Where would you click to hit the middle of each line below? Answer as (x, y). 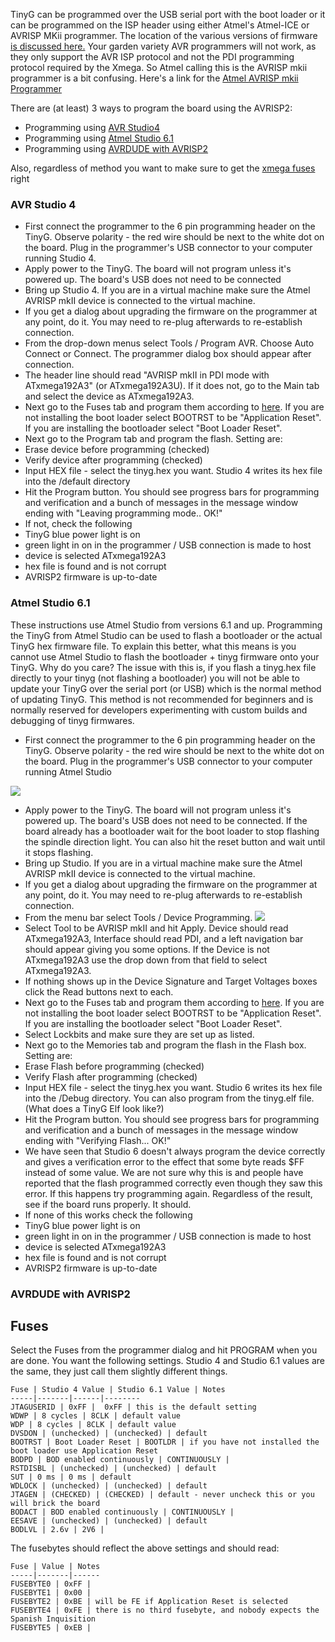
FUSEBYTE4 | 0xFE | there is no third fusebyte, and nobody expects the (165, 1610)
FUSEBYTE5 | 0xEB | (51, 1628)
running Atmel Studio (68, 771)
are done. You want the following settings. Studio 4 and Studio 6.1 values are (167, 1361)
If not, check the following (78, 524)
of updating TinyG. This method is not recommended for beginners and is (162, 699)
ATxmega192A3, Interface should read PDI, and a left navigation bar (164, 938)
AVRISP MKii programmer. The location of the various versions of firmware (164, 35)
